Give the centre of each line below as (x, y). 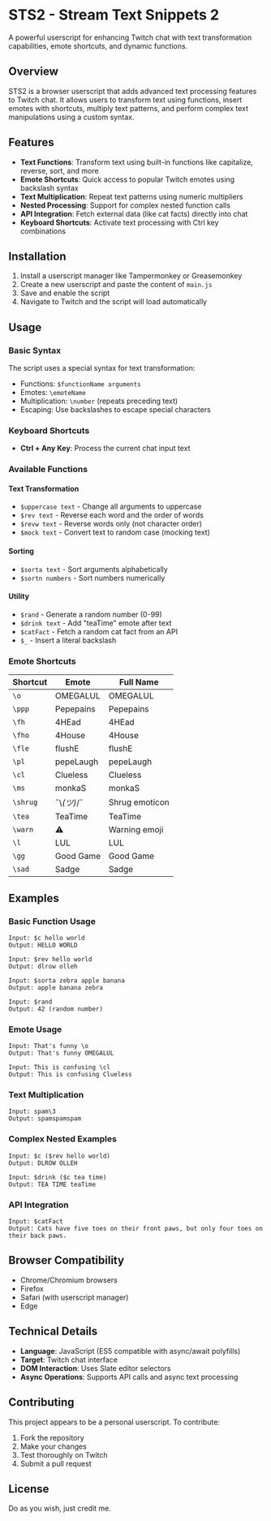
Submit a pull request (56, 1463)
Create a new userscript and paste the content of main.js (116, 285)
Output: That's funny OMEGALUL (61, 1053)
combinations (43, 231)
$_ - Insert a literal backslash (68, 640)
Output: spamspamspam (45, 1119)
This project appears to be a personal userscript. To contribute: (114, 1422)
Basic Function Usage (52, 921)
